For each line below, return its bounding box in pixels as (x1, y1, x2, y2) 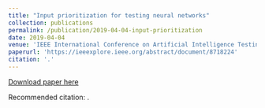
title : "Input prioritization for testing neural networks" (8, 11, 211, 20)
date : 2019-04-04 (8, 33, 65, 42)
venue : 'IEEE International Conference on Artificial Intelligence (8, 41, 235, 49)
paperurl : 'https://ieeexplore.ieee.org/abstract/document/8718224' (8, 48, 238, 56)
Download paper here (8, 76, 79, 87)
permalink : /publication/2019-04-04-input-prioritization (8, 26, 203, 34)
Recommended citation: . (8, 92, 90, 102)
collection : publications (8, 19, 93, 27)
